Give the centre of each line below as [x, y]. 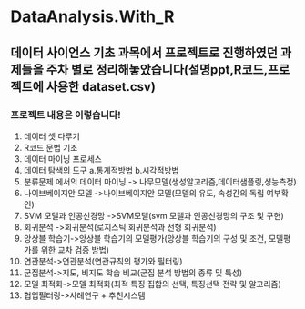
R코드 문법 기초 [51, 147]
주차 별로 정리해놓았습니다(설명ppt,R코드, [157, 70]
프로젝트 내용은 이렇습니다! [66, 115]
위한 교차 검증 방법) [75, 249]
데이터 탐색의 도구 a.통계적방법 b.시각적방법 [101, 170]
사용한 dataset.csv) [101, 87]
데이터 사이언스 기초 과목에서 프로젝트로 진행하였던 [144, 52]
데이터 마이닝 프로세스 [63, 159]
